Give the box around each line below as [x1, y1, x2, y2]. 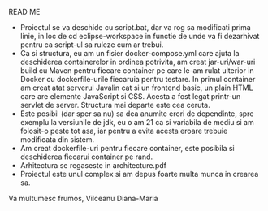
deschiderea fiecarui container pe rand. [19, 152, 153, 161]
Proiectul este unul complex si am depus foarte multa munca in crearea [19, 170, 259, 179]
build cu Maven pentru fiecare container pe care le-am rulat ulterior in [19, 66, 254, 75]
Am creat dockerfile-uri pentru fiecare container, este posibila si [19, 144, 236, 153]
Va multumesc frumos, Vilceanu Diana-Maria [8, 194, 158, 203]
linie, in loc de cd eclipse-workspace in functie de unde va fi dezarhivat [19, 32, 260, 41]
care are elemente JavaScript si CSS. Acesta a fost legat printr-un [19, 92, 241, 101]
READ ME [8, 7, 41, 16]
